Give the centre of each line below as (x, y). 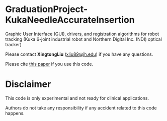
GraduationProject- (47, 9)
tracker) (13, 44)
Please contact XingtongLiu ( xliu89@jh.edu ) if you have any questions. (79, 54)
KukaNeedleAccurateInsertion (70, 20)
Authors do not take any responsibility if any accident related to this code (81, 108)
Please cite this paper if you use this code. (49, 64)
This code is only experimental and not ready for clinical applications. (77, 98)
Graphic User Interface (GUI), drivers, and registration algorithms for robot (82, 34)
